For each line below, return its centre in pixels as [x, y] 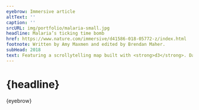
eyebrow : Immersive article [41, 11]
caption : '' [21, 22]
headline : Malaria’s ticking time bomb [55, 34]
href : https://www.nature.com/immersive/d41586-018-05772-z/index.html [96, 39]
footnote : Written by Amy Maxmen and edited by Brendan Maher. [86, 45]
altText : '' [21, 17]
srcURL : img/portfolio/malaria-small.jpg [58, 28]
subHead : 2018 [24, 50]
